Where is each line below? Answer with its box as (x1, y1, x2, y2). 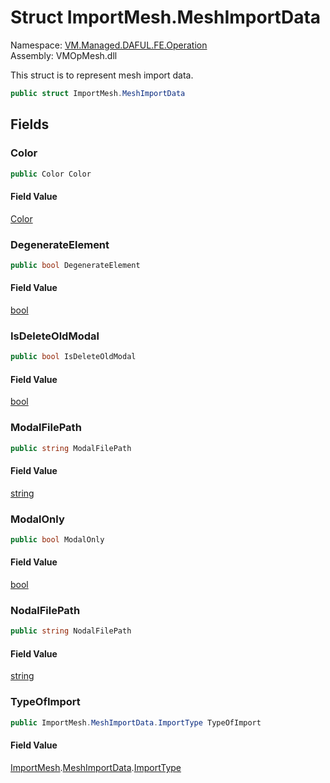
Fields (10, 116, 50, 133)
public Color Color (10, 169, 92, 179)
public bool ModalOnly (10, 535, 105, 545)
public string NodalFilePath (10, 626, 132, 636)
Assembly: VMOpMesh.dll (10, 49, 118, 61)
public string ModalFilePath (10, 443, 132, 453)
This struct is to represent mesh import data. (10, 69, 194, 81)
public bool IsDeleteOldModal (10, 352, 137, 362)
